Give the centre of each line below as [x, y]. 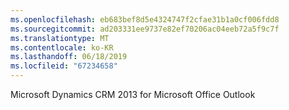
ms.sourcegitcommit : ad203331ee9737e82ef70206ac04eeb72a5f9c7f [145, 29]
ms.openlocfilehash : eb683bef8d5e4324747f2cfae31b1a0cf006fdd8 [145, 19]
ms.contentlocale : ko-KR [62, 47]
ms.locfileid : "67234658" [64, 66]
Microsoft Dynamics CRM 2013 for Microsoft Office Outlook [133, 94]
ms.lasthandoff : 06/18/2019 [69, 57]
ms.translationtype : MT [60, 38]
